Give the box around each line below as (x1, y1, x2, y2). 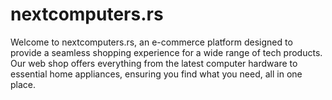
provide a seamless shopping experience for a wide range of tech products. (10, 46, 323, 58)
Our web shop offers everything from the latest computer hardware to (10, 57, 298, 69)
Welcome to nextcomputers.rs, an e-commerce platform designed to (10, 36, 293, 48)
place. (10, 78, 37, 90)
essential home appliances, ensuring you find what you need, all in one (10, 68, 303, 80)
